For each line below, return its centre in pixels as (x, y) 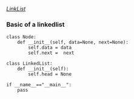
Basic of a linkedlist (35, 24)
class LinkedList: (29, 64)
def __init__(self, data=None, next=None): (73, 43)
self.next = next (51, 53)
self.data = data (50, 48)
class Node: (21, 37)
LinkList (16, 9)
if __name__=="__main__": (39, 85)
